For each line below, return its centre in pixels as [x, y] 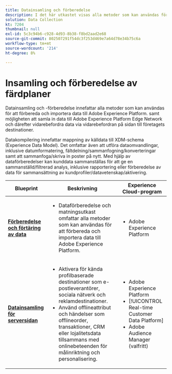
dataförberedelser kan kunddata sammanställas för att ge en [69, 162]
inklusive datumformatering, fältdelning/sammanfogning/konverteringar [81, 151]
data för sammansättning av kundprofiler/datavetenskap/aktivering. [76, 173]
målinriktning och [79, 352]
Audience [140, 333]
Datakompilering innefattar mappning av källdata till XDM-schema [75, 140]
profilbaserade [76, 275]
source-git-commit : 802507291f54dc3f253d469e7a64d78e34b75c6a [73, 39]
